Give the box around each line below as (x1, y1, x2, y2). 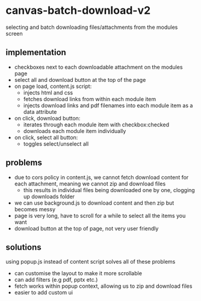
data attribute (23, 108, 57, 115)
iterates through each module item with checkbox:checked (23, 121, 170, 128)
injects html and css (23, 88, 73, 96)
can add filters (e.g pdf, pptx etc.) (14, 276, 98, 284)
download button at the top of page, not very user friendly (14, 225, 159, 232)
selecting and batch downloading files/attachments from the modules (5, 23, 178, 31)
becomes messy (14, 205, 55, 213)
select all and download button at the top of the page (14, 76, 146, 83)
